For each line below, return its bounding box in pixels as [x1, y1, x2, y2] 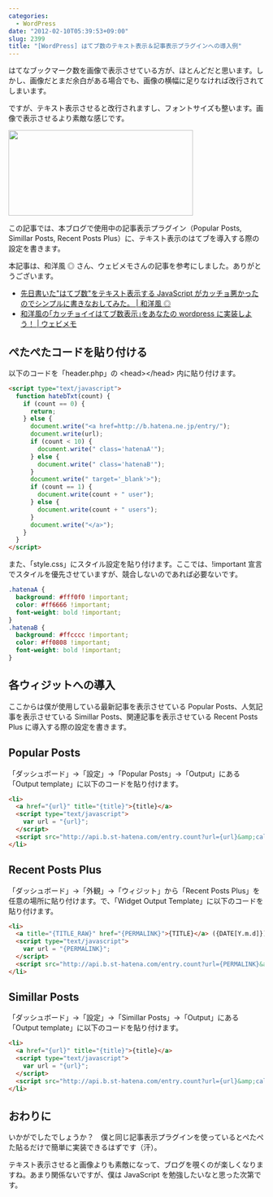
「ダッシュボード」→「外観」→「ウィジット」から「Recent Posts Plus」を [8, 885, 261, 896]
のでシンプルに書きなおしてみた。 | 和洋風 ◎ [19, 299, 171, 309]
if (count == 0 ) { [23, 400, 85, 408]
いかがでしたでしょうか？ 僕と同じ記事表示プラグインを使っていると [8, 1133, 243, 1142]
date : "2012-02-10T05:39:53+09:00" [8, 27, 129, 35]
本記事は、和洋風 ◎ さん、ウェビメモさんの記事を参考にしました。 [8, 261, 233, 271]
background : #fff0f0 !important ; [15, 594, 129, 602]
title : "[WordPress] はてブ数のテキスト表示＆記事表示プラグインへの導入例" [8, 42, 242, 50]
